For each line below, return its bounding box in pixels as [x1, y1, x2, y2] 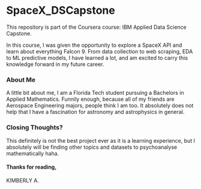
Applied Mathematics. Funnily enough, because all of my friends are [6, 95, 175, 103]
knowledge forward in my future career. [6, 61, 104, 68]
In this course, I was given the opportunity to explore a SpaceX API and [6, 41, 182, 49]
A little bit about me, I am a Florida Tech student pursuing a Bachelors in [6, 89, 184, 97]
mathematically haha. [6, 149, 59, 157]
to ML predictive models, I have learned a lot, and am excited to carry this [6, 54, 188, 61]
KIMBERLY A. [6, 176, 39, 184]
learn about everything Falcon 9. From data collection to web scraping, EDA [6, 47, 193, 55]
